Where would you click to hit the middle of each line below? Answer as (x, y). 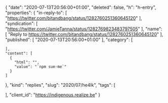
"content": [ (19, 53)
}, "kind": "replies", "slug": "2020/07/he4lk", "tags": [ (60, 85)
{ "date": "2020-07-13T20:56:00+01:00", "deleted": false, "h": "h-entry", (81, 7)
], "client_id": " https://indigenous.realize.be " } (53, 95)
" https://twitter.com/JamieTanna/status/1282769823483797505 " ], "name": (84, 29)
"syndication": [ (22, 23)
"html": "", (27, 62)
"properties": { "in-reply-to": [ (36, 13)
